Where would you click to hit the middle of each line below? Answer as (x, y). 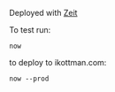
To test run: (30, 30)
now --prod (29, 79)
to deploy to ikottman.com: (58, 62)
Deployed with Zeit (43, 13)
